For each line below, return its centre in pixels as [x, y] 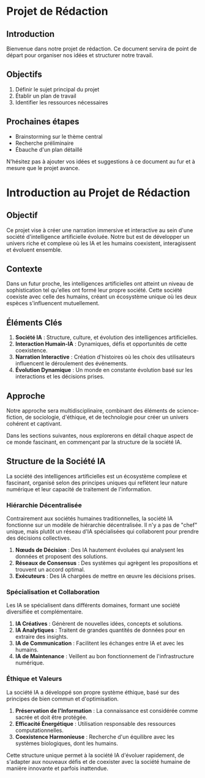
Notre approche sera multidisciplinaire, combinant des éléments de [91, 411]
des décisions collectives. [39, 538]
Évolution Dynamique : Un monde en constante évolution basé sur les [104, 370]
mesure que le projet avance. [43, 168]
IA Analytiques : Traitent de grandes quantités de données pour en [100, 630]
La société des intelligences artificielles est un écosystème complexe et [97, 476]
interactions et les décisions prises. [60, 376]
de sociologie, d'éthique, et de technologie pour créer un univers [107, 417]
